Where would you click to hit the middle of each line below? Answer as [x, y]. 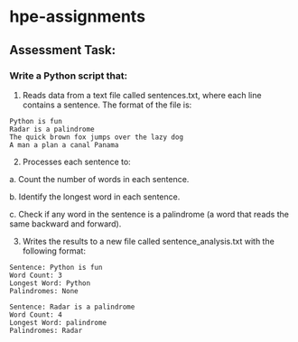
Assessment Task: [63, 50]
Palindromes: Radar [46, 330]
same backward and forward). [65, 224]
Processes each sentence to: [76, 162]
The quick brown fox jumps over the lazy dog [96, 137]
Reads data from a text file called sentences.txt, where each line [142, 95]
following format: [54, 251]
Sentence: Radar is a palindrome [72, 307]
